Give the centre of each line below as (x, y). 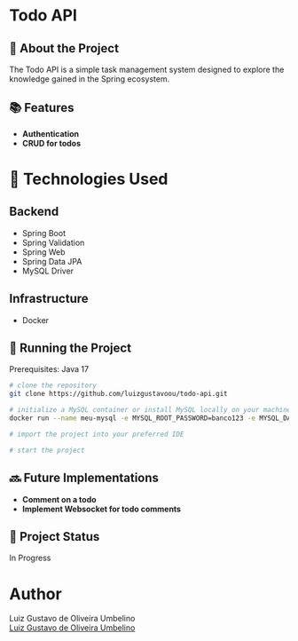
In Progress (30, 558)
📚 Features (42, 108)
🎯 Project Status (55, 537)
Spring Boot (44, 233)
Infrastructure (49, 299)
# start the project (47, 450)
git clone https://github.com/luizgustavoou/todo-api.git (118, 394)
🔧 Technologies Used (89, 179)
